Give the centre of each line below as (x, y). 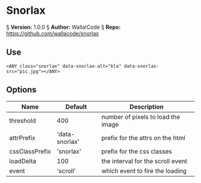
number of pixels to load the (141, 116)
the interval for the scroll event (144, 161)
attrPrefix (22, 137)
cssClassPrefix (30, 151)
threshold (22, 121)
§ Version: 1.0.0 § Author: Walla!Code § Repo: (63, 27)
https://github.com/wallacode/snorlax (53, 33)
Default (76, 107)
